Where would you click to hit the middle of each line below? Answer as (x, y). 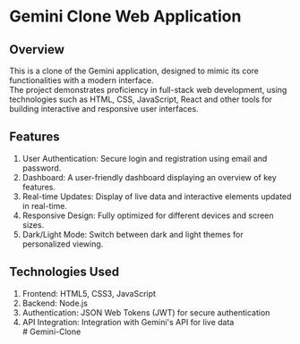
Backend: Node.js (55, 303)
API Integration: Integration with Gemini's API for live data (128, 322)
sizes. (33, 224)
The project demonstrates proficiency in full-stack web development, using (148, 90)
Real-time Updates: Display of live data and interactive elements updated (157, 196)
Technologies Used (64, 272)
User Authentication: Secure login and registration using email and (145, 158)
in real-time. (44, 206)
